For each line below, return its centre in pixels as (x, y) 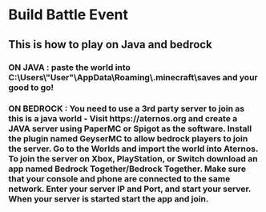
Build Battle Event (69, 15)
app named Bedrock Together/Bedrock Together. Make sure (127, 169)
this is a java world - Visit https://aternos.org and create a (123, 119)
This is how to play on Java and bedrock (110, 45)
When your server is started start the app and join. (109, 199)
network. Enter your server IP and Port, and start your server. (130, 189)
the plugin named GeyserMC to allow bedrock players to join (128, 139)
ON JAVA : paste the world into (69, 67)
